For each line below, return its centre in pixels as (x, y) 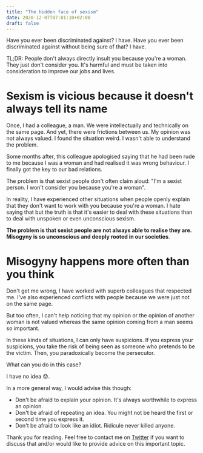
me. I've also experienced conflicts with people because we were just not (98, 297)
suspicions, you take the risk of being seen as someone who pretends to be (101, 346)
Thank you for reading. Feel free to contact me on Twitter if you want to (95, 437)
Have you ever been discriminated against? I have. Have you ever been (95, 41)
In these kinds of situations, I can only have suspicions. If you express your (100, 340)
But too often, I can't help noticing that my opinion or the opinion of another (101, 316)
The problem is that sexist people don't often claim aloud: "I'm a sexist (94, 181)
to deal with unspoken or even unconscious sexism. (71, 219)
